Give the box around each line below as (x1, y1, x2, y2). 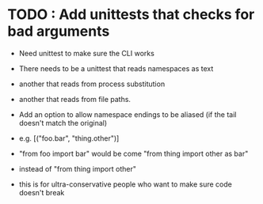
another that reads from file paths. (18, 94, 131, 104)
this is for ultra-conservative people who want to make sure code (18, 179, 233, 189)
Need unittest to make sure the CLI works (18, 48, 155, 58)
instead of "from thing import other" (18, 164, 136, 173)
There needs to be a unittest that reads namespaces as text (18, 63, 214, 73)
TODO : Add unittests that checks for (7, 6, 255, 24)
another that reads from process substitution (18, 79, 166, 89)
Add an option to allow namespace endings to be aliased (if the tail (18, 109, 237, 119)
